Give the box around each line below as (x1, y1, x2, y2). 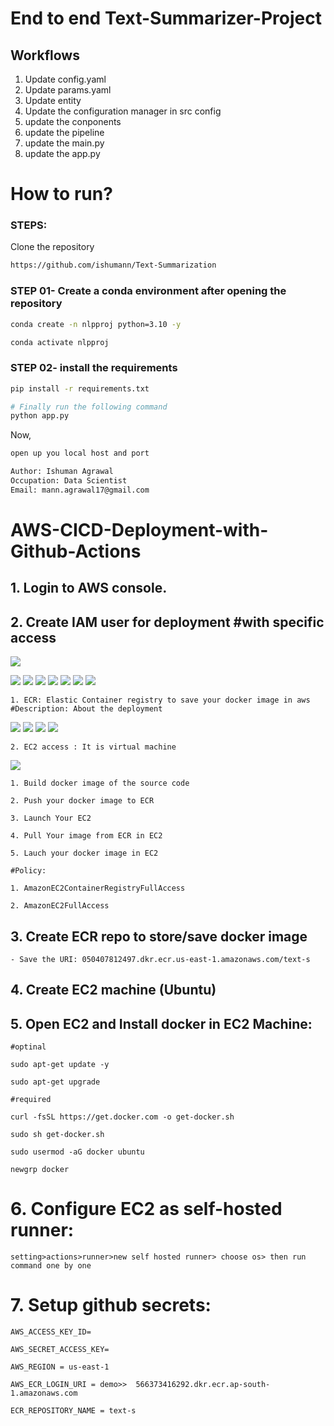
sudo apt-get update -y (10, 1060, 110, 1070)
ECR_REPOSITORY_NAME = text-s (10, 1406, 137, 1416)
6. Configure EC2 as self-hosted (10, 1198, 283, 1221)
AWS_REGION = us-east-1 (10, 1362, 110, 1372)
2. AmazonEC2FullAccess (10, 901, 110, 911)
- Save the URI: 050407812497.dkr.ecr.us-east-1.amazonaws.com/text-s (10, 955, 311, 965)
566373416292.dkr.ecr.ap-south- (135, 1380, 271, 1390)
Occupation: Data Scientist (10, 476, 128, 486)
